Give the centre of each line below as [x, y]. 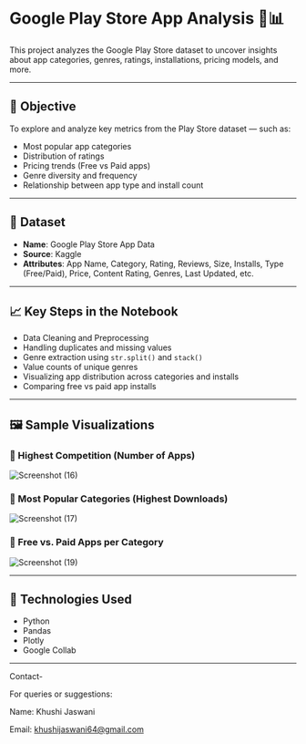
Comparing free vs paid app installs [89, 387]
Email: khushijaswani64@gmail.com [76, 729]
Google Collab [49, 650]
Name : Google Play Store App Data [88, 244]
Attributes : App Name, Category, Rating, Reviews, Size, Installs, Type [153, 263]
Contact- [26, 677]
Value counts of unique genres [80, 367]
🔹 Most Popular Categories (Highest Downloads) [119, 499]
